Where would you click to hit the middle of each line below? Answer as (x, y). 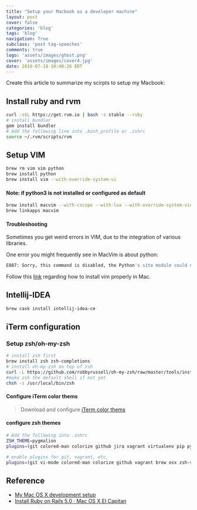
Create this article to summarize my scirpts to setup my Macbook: (86, 83)
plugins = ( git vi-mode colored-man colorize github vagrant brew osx (91, 462)
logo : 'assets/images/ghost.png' (47, 55)
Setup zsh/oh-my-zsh (38, 344)
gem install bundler (31, 126)
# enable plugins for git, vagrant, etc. (57, 457)
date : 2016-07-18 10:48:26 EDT (44, 66)
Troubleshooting (27, 224)
